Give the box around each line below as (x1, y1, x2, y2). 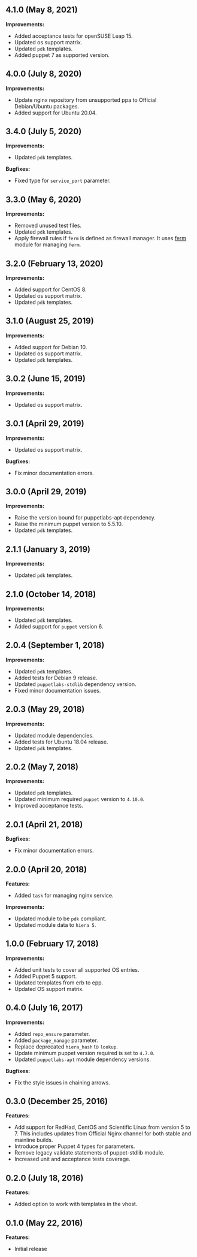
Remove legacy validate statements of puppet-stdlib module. (14, 1149, 165, 1156)
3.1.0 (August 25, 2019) (5, 316, 94, 326)
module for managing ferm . (14, 241, 81, 248)
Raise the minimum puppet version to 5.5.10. (14, 521, 123, 528)
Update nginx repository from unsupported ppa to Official (14, 96, 157, 104)
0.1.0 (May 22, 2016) (5, 1217, 83, 1228)
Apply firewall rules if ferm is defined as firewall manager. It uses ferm (14, 235, 187, 242)
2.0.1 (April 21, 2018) (5, 819, 83, 829)
